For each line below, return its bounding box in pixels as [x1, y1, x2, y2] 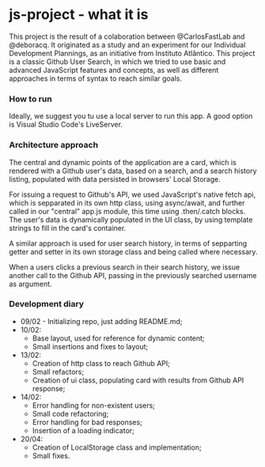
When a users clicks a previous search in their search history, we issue [9, 262, 240, 272]
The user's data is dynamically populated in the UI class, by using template [9, 215, 253, 224]
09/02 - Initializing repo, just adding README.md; [20, 316, 183, 326]
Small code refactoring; [32, 409, 109, 418]
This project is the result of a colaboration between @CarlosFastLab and [9, 32, 245, 41]
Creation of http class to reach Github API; [32, 358, 171, 368]
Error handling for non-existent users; [32, 401, 155, 410]
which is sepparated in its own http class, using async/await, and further [9, 198, 245, 207]
